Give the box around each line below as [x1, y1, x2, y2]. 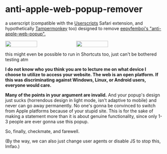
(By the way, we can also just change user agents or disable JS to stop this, [5, 138, 161, 144]
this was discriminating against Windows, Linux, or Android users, [5, 77, 146, 83]
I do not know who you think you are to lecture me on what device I [5, 66, 146, 72]
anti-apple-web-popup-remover [5, 4, 143, 15]
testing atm [5, 56, 28, 62]
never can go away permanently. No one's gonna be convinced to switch [5, 102, 156, 108]
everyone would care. [5, 82, 51, 88]
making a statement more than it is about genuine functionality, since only [5, 113, 157, 119]
